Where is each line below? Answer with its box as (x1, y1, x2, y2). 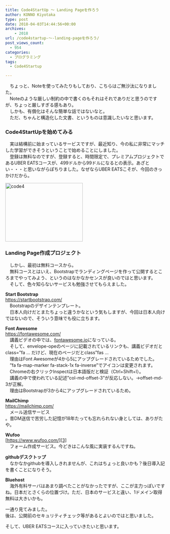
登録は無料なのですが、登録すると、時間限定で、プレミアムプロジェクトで (9, 154, 164, 160)
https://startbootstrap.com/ (5, 296, 62, 302)
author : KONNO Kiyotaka (5, 12, 56, 17)
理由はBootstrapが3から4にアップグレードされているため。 (9, 387, 133, 393)
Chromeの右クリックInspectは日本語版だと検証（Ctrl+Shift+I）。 (9, 368, 144, 374)
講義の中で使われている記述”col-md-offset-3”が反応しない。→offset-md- (9, 374, 163, 380)
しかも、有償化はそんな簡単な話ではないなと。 (9, 108, 108, 115)
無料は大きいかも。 (5, 495, 46, 502)
